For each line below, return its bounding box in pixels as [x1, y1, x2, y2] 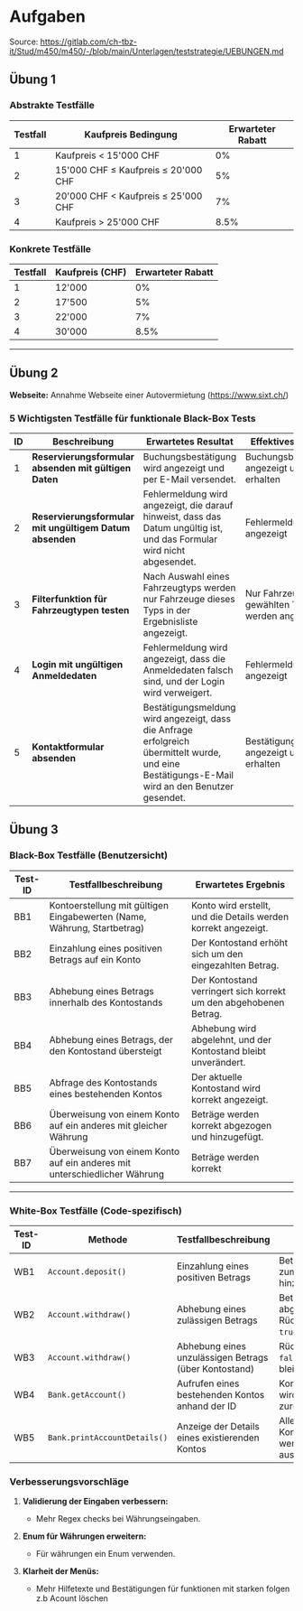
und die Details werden [190, 910, 289, 923]
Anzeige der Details [176, 1420, 260, 1433]
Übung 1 [9, 72, 57, 88]
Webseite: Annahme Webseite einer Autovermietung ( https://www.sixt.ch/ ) [9, 389, 289, 400]
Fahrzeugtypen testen [32, 604, 130, 617]
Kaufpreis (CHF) [55, 265, 127, 278]
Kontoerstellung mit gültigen [49, 899, 170, 911]
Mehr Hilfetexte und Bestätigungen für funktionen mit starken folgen [35, 1583, 290, 1595]
